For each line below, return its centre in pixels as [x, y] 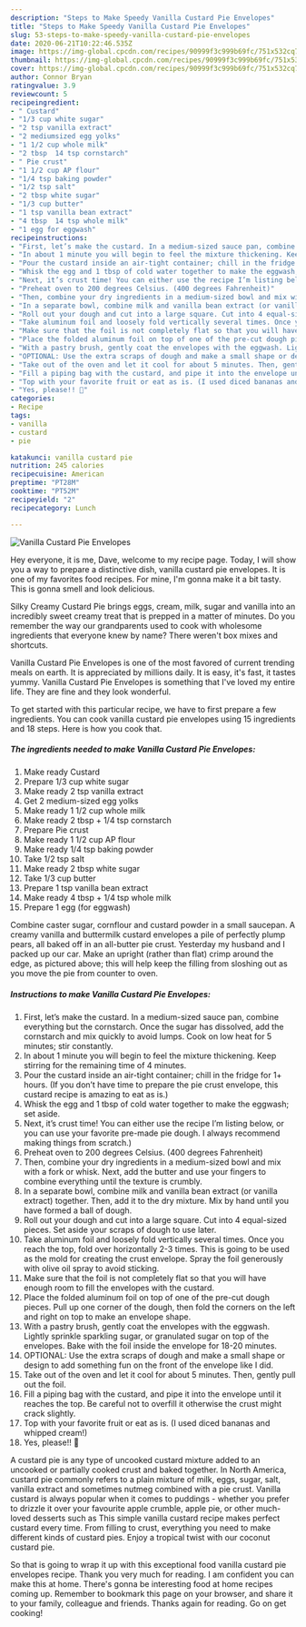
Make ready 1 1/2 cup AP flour [79, 840]
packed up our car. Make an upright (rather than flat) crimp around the [142, 954]
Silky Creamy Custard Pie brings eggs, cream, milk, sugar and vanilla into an [153, 606]
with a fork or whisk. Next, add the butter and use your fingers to [145, 1172]
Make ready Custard [62, 772]
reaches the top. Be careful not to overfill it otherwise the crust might [153, 1404]
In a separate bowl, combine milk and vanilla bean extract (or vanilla [150, 1191]
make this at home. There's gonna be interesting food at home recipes [142, 1584]
